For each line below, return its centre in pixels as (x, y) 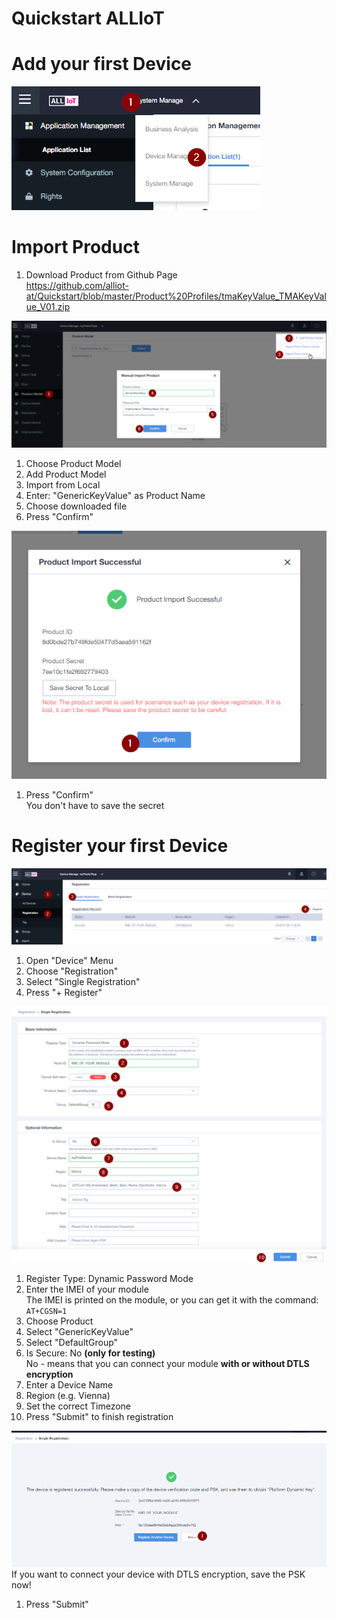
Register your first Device (120, 846)
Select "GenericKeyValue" (79, 1332)
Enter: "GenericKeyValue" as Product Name (115, 495)
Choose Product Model (73, 463)
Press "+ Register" (64, 992)
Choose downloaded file (76, 506)
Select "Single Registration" (83, 981)
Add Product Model (66, 474)
